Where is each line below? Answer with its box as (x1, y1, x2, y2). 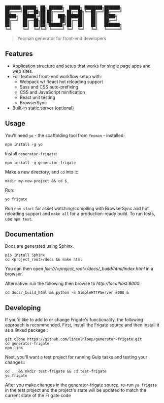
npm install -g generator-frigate (5, 160, 76, 165)
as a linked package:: (5, 327, 48, 333)
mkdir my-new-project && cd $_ (5, 179, 69, 183)
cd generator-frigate (5, 341, 50, 346)
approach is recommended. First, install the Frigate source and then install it (5, 322, 160, 328)
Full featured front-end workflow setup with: (12, 73, 102, 79)
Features (5, 50, 33, 58)
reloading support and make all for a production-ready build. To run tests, (5, 211, 155, 217)
